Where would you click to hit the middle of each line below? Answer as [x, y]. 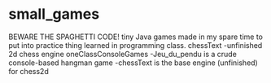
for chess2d [28, 71]
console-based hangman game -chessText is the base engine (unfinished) [133, 63]
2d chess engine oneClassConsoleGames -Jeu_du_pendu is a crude [123, 54]
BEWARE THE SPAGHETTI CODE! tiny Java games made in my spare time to [135, 37]
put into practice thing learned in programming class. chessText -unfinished [135, 45]
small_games [54, 14]
